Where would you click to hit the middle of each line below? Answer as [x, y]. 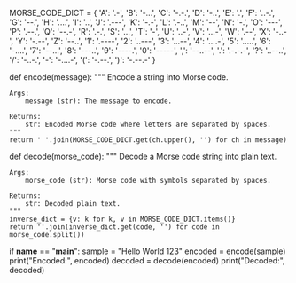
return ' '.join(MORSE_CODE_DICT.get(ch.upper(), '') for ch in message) [148, 140]
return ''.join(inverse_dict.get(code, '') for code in [114, 227]
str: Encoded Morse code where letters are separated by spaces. [148, 124]
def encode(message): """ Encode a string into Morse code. [119, 77]
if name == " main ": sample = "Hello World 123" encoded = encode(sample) [148, 251]
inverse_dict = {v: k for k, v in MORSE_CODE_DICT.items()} [123, 219]
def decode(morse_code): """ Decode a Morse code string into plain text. [143, 156]
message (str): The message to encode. [99, 101]
